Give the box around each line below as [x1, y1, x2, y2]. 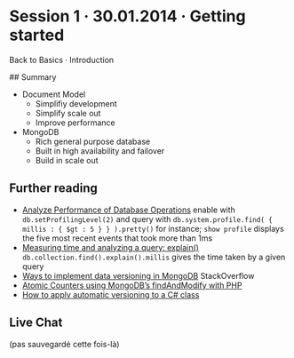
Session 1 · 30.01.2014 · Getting [9, 6, 246, 27]
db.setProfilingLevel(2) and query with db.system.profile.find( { [21, 213, 273, 224]
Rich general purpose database [35, 136, 151, 147]
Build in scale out [35, 155, 99, 165]
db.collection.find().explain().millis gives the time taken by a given [21, 251, 286, 262]
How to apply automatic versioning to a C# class [21, 289, 200, 299]
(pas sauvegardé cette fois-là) [9, 338, 120, 349]
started [9, 25, 65, 45]
